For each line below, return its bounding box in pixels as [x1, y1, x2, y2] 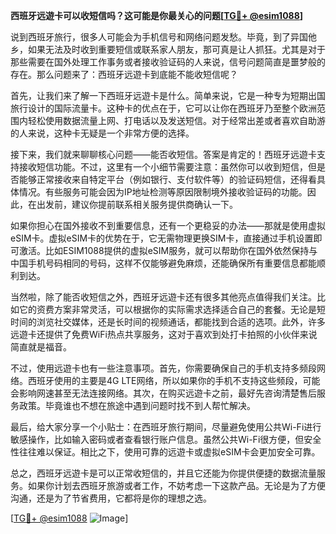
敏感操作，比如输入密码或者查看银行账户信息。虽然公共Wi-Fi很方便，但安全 [10, 434, 322, 445]
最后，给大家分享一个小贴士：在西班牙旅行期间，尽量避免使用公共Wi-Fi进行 [10, 421, 322, 433]
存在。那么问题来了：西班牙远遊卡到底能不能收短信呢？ [10, 69, 238, 80]
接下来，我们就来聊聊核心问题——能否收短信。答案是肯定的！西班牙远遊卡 [10, 149, 317, 160]
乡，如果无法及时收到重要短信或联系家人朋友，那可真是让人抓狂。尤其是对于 [10, 44, 326, 55]
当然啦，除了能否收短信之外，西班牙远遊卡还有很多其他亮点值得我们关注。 [10, 291, 317, 303]
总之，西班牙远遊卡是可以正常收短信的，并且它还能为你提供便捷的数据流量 [10, 467, 317, 479]
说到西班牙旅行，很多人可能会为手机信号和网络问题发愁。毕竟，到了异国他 [10, 31, 317, 43]
